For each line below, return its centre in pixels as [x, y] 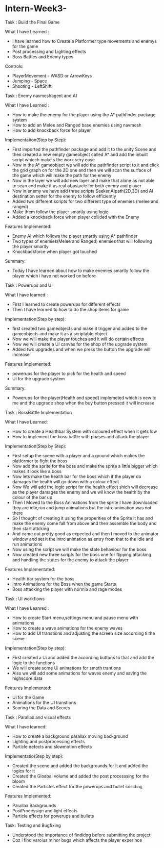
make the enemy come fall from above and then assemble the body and [84, 523]
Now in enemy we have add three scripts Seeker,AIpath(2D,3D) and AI [83, 191]
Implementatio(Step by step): [34, 756]
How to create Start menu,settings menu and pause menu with [75, 618]
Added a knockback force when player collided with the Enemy [76, 217]
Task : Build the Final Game [32, 22]
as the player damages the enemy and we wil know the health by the [81, 492]
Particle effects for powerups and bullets [53, 816]
